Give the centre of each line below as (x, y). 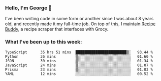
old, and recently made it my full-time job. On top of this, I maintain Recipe (80, 24)
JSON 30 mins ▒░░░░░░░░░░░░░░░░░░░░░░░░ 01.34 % (79, 61)
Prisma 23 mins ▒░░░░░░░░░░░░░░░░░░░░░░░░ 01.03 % (79, 69)
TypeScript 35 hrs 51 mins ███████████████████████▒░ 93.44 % (79, 52)
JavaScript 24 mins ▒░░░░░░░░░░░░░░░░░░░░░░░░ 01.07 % (79, 65)
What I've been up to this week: (44, 42)
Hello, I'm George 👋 (29, 8)
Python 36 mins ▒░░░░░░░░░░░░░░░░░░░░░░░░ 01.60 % (79, 56)
